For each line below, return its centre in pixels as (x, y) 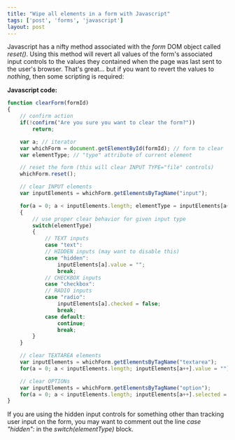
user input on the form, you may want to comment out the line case (104, 422)
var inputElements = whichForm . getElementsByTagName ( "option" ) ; (115, 388)
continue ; (71, 324)
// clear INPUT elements (56, 187)
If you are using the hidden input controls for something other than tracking (116, 414)
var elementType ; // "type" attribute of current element (106, 155)
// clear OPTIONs (45, 381)
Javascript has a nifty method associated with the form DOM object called (114, 47)
